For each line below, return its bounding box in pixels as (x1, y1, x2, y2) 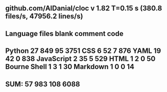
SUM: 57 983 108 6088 (5, 80, 80, 88)
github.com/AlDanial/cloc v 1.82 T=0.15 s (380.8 (5, 4, 162, 13)
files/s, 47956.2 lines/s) (5, 12, 83, 21)
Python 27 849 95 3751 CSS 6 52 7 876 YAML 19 (5, 47, 161, 55)
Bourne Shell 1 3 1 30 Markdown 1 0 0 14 (5, 63, 134, 71)
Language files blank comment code (5, 29, 124, 38)
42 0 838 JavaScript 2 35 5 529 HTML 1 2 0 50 (5, 54, 156, 63)
